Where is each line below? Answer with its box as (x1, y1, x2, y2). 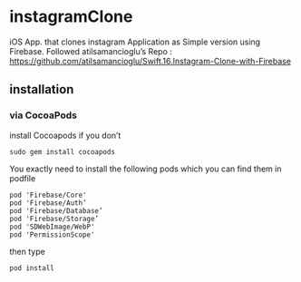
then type (9, 246, 45, 257)
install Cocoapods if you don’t (9, 130, 121, 141)
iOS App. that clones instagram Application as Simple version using (9, 36, 261, 47)
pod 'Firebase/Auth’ (9, 198, 88, 208)
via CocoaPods (9, 109, 78, 122)
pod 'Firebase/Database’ (9, 206, 103, 215)
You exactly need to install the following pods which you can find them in (9, 163, 282, 174)
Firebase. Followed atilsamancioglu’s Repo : (9, 45, 172, 56)
